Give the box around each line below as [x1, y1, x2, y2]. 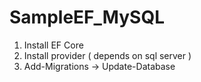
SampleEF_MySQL [9, 6, 165, 29]
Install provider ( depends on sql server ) [23, 49, 192, 61]
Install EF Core [23, 39, 84, 51]
